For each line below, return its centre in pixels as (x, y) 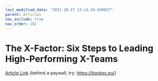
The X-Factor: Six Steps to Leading (80, 48)
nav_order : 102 (21, 24)
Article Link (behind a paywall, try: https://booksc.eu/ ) (61, 73)
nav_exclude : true (24, 19)
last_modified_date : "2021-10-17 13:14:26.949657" (59, 10)
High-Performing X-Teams (61, 59)
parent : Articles (23, 14)
